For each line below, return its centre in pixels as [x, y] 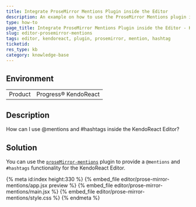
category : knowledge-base [37, 55]
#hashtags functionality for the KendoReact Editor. [66, 168]
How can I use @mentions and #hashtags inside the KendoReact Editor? [93, 129]
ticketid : [18, 44]
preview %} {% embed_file [81, 185]
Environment [30, 79]
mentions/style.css [29, 198]
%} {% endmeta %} [76, 198]
